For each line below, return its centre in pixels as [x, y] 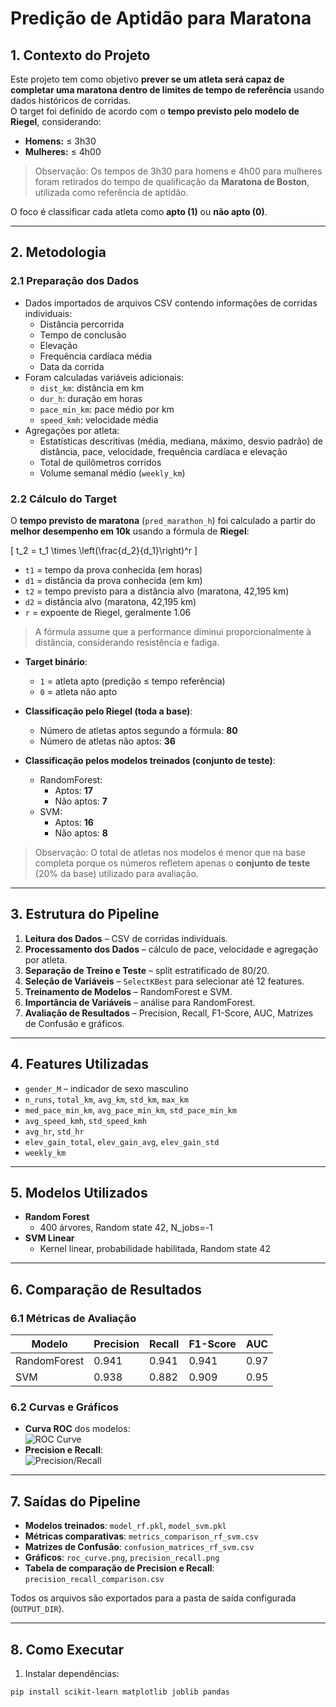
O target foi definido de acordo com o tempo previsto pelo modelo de [155, 111]
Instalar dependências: [72, 1674]
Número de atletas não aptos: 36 [107, 741]
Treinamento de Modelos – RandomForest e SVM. [128, 991]
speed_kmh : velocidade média [99, 419]
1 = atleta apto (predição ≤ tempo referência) [132, 681]
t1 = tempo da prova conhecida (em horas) [113, 569]
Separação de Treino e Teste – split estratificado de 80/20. [147, 970]
